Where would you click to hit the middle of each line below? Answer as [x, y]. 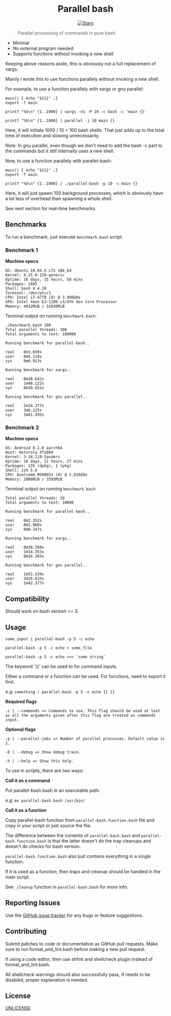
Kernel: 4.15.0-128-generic [35, 275]
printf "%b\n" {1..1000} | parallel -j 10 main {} [60, 121]
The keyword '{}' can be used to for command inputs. [62, 666]
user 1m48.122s [25, 383]
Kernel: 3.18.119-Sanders [33, 457]
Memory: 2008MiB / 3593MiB [34, 479]
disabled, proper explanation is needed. [47, 980]
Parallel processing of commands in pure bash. [67, 33]
